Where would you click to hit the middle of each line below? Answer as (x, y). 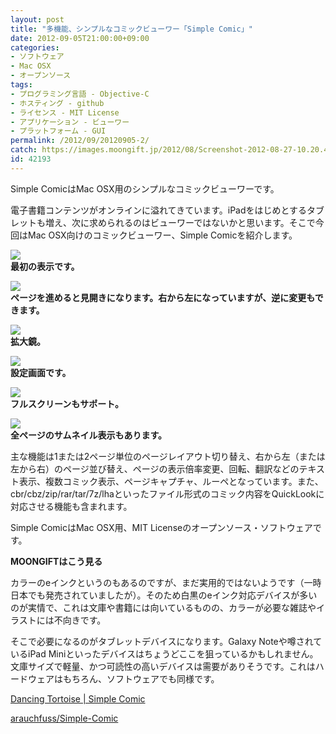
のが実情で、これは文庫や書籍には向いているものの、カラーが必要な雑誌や (163, 607)
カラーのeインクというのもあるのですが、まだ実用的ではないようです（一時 (166, 582)
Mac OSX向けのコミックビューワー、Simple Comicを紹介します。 (162, 235)
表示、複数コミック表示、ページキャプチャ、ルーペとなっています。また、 (171, 481)
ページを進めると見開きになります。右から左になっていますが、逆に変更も (162, 297)
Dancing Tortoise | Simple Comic (78, 698)
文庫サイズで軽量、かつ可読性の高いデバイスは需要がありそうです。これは (163, 666)
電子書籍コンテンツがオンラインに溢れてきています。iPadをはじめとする (159, 210)
